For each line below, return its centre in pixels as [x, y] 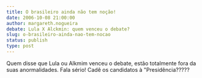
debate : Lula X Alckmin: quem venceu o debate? [68, 29]
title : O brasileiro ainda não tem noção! [61, 12]
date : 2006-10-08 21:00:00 [41, 18]
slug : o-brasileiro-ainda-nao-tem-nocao [59, 35]
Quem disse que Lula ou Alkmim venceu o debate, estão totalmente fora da [101, 63]
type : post [20, 46]
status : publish [27, 40]
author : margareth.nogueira [42, 23]
